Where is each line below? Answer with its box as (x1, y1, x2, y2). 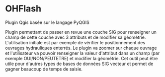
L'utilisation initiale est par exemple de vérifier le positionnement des (5, 39, 146, 45)
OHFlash (5, 3, 41, 14)
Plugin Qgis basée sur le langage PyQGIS (5, 19, 89, 25)
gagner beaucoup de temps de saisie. (5, 66, 83, 72)
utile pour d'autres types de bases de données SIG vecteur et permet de (5, 61, 154, 67)
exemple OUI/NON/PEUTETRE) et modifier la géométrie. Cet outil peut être (5, 55, 158, 61)
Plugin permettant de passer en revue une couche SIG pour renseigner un (5, 29, 157, 35)
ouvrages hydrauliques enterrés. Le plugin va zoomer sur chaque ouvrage (5, 45, 157, 51)
